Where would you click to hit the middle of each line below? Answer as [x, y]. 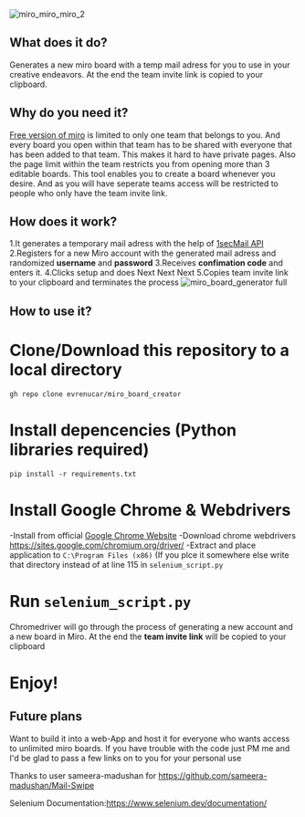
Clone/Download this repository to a [149, 351]
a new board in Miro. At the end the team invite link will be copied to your [148, 636]
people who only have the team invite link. [89, 193]
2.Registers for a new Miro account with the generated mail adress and [143, 253]
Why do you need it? [69, 113]
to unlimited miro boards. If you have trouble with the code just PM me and [150, 748]
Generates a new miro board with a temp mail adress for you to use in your [150, 65]
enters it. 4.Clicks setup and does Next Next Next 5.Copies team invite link [149, 273]
